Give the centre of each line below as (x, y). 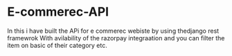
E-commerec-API (58, 12)
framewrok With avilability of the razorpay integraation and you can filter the (116, 38)
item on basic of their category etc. (57, 45)
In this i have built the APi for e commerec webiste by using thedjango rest (113, 31)
